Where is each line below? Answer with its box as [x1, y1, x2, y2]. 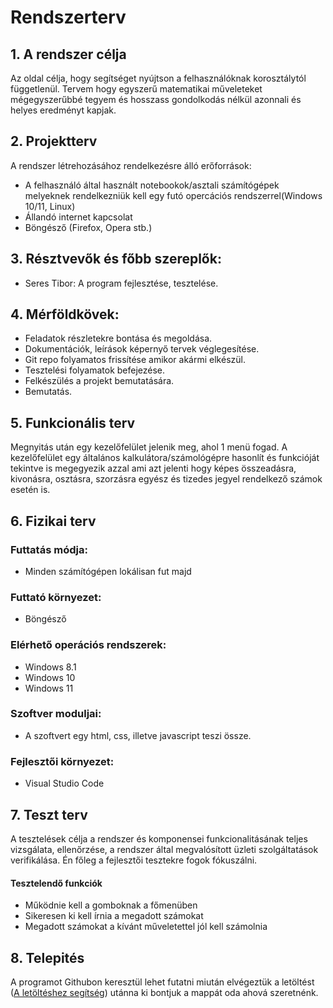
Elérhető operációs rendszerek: [10, 638, 167, 652]
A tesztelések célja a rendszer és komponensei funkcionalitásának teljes [10, 832, 308, 845]
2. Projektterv [10, 133, 98, 150]
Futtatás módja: [10, 542, 88, 556]
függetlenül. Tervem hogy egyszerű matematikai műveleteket [10, 83, 263, 95]
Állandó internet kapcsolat [24, 211, 133, 223]
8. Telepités [10, 949, 85, 966]
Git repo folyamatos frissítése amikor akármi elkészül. [24, 354, 246, 366]
